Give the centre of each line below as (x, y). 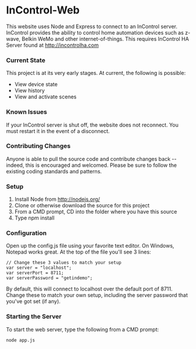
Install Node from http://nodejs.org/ (57, 199)
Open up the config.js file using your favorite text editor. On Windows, (90, 246)
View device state (36, 84)
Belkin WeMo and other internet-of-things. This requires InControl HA (105, 39)
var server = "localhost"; (39, 268)
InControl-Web (43, 10)
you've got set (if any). (33, 302)
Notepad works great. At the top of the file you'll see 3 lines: (78, 252)
